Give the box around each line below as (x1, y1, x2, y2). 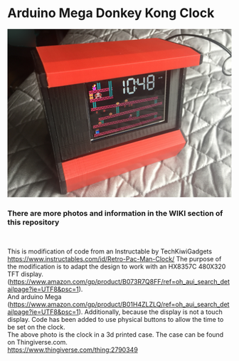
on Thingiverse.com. (7, 338, 68, 347)
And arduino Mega (7, 293, 62, 301)
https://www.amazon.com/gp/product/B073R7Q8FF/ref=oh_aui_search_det (9, 278, 230, 286)
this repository (7, 217, 60, 227)
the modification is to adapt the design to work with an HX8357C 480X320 (7, 262, 226, 271)
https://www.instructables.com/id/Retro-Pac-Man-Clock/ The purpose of (7, 255, 222, 263)
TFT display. (7, 270, 44, 278)
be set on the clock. (7, 323, 65, 332)
